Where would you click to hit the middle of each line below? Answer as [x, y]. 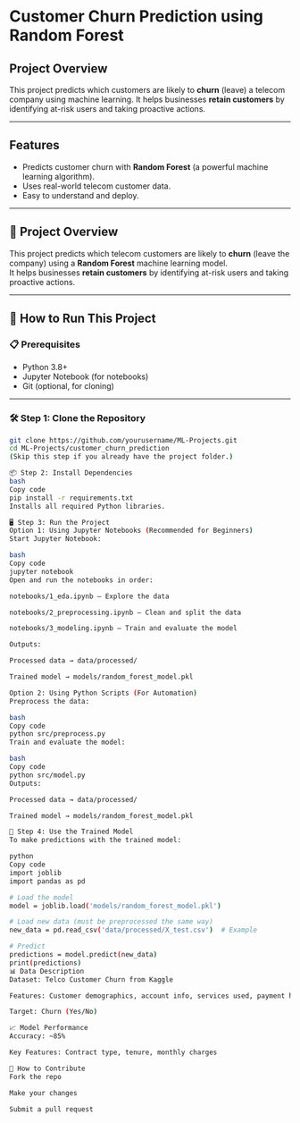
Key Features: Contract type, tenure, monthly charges [113, 1052]
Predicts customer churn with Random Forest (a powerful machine [145, 166]
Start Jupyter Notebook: [55, 539]
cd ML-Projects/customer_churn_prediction [89, 449]
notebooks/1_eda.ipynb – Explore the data [89, 596]
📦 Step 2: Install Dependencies [71, 473]
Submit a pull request [51, 1109]
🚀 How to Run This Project [83, 319]
